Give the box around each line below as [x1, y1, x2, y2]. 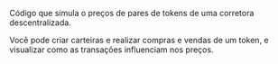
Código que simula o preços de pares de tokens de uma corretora [9, 8, 255, 18]
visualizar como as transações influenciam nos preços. [9, 44, 214, 55]
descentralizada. [9, 17, 72, 28]
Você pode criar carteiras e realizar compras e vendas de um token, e [9, 35, 269, 45]
